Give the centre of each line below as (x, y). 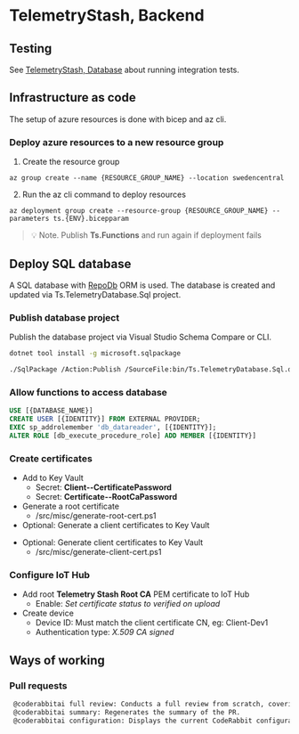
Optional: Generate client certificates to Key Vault (113, 542)
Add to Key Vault (53, 478)
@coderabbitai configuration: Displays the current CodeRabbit (133, 721)
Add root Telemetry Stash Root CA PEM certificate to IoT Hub (136, 594)
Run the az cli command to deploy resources (104, 195)
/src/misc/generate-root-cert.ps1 (96, 516)
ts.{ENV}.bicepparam (91, 219)
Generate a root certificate (71, 506)
